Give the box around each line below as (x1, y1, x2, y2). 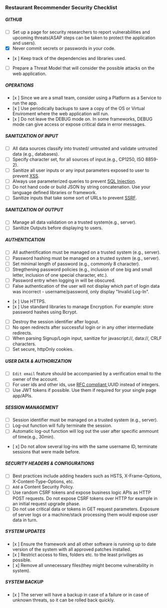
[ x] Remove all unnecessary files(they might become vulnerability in (12, 562, 154, 568)
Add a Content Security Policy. (12, 484, 74, 490)
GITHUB (5, 17, 22, 23)
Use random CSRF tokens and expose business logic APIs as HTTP (12, 489, 151, 495)
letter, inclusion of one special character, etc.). (12, 272, 108, 278)
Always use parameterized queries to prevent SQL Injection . (12, 178, 136, 184)
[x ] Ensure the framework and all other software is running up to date (12, 541, 156, 547)
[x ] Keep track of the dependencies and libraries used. (12, 56, 126, 62)
